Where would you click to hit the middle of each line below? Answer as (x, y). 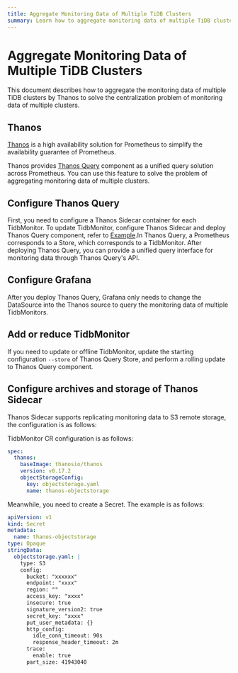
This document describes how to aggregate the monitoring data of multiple (117, 90)
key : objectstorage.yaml (63, 484)
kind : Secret (27, 524)
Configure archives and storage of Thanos (103, 389)
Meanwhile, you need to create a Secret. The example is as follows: (106, 504)
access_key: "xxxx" (55, 596)
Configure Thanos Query (63, 203)
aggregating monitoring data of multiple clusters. (79, 181)
